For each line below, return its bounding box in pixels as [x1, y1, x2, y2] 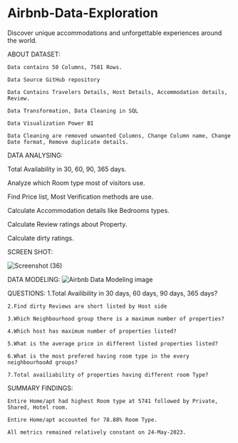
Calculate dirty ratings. [7, 234, 75, 242]
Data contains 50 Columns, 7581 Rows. [7, 63, 123, 71]
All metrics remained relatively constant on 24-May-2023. [7, 429, 187, 436]
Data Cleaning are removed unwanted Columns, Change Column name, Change [7, 132, 232, 140]
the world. [7, 36, 38, 44]
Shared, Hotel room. [7, 404, 69, 411]
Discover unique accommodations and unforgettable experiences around [7, 28, 222, 37]
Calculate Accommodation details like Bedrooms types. [7, 206, 170, 214]
